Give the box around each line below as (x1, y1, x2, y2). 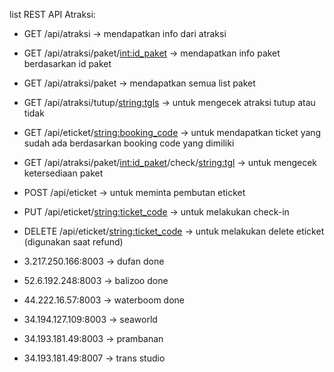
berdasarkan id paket (23, 58, 112, 69)
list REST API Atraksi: (9, 9, 96, 20)
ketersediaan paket (23, 167, 104, 179)
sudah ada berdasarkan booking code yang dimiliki (23, 137, 235, 149)
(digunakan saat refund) (23, 236, 124, 248)
